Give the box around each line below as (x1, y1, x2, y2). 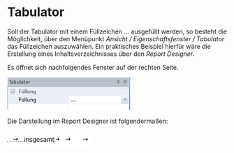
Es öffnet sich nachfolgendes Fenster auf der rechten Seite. (7, 63, 179, 71)
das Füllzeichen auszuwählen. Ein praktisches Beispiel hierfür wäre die (7, 42, 211, 50)
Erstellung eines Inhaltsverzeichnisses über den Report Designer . (7, 50, 195, 58)
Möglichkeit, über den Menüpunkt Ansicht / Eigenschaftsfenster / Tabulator (7, 34, 225, 43)
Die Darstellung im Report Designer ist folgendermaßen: (7, 117, 168, 125)
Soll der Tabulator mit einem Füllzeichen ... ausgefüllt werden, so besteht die (7, 27, 228, 36)
